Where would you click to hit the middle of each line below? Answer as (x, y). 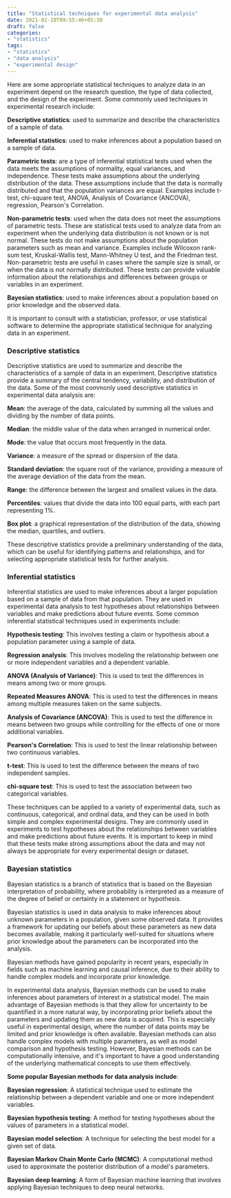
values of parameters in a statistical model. (68, 1125)
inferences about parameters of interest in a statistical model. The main (108, 997)
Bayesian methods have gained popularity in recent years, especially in (108, 962)
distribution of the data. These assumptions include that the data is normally (115, 183)
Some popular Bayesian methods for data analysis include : (93, 1076)
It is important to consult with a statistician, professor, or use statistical (107, 318)
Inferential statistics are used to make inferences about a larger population (112, 592)
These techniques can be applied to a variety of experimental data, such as (114, 807)
